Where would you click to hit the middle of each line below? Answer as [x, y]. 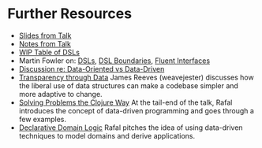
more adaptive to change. [61, 94]
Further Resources [69, 14]
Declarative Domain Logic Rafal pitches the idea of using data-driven [131, 128]
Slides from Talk [45, 35]
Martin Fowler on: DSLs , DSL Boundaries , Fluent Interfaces [114, 61]
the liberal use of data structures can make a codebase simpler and [128, 85]
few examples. [43, 119]
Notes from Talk [45, 43]
